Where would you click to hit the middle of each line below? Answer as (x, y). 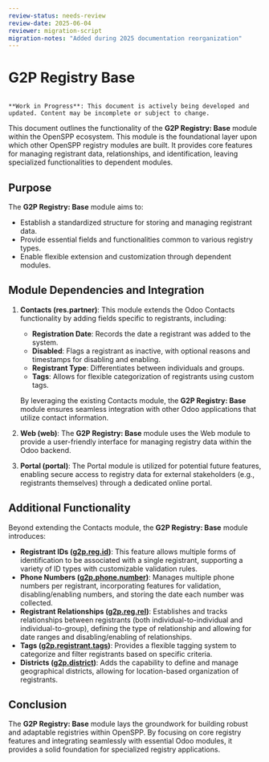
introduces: (27, 536)
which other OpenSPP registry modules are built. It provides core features (130, 145)
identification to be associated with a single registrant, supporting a (131, 560)
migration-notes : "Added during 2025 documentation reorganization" (125, 38)
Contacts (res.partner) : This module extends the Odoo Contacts (127, 309)
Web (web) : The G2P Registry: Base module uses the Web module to (135, 433)
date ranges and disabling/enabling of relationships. (106, 637)
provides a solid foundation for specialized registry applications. (114, 750)
